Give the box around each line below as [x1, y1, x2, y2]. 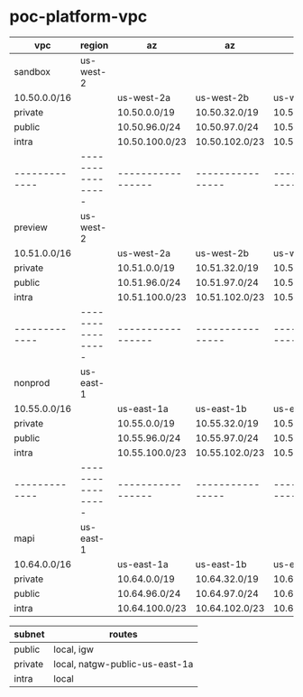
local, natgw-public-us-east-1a [53, 657, 194, 670]
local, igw [53, 643, 95, 656]
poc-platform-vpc [9, 6, 148, 27]
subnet [14, 628, 45, 640]
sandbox [14, 65, 51, 78]
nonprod [14, 376, 50, 389]
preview [14, 221, 48, 234]
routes [109, 628, 138, 640]
